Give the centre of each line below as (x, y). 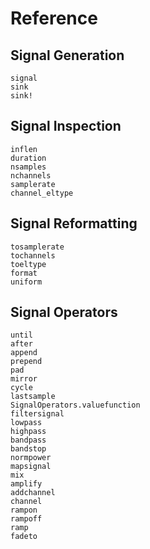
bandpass (28, 440)
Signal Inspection (66, 126)
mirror (24, 379)
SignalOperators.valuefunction (75, 405)
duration (28, 158)
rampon (24, 510)
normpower (31, 458)
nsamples (28, 167)
